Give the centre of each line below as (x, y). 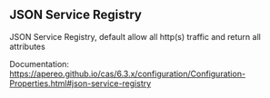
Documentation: (40, 64)
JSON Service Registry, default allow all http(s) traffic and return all (135, 36)
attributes (27, 46)
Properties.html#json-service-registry (80, 83)
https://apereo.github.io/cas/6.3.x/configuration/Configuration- (128, 73)
